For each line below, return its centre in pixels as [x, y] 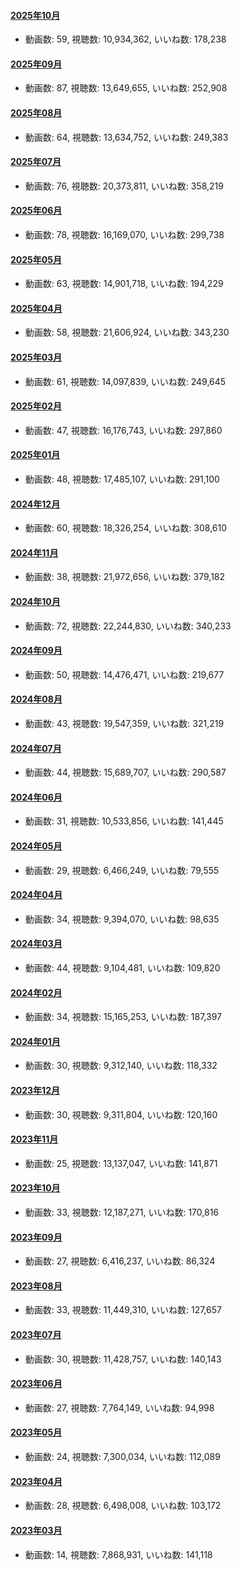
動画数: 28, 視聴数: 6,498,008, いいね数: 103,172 [123, 1506]
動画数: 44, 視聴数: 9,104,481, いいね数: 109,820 [122, 968]
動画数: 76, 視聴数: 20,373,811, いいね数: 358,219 [124, 186]
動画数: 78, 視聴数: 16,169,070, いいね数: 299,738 [124, 235]
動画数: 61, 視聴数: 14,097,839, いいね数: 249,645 [125, 381]
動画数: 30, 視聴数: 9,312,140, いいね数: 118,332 [121, 1066]
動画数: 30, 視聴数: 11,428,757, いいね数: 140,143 [123, 1359]
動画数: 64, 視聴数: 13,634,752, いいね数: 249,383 [126, 137]
